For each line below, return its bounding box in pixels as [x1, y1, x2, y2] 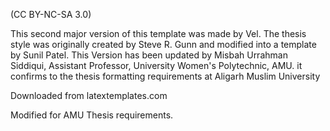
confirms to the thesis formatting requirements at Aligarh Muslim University [10, 70, 321, 82]
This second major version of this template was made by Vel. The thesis [10, 28, 307, 39]
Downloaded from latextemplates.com [10, 90, 168, 101]
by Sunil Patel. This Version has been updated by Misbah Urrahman [10, 49, 288, 61]
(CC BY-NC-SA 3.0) [10, 9, 92, 20]
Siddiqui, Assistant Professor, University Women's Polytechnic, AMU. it [10, 60, 303, 71]
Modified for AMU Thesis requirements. [10, 109, 174, 121]
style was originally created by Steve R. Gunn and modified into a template [10, 39, 317, 50]
